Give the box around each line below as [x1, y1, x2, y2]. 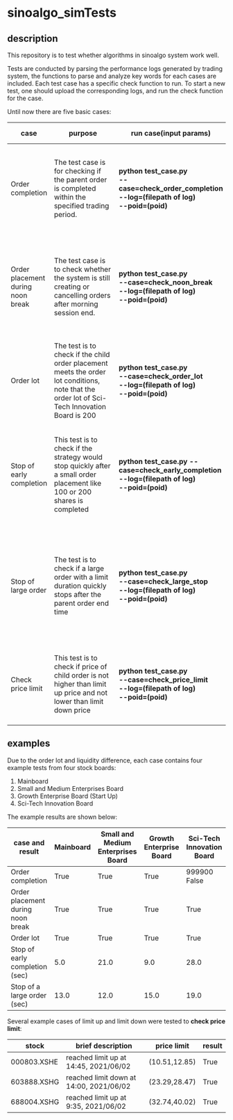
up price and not [53, 688, 107, 697]
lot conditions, [53, 376, 101, 385]
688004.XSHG [10, 1097, 60, 1107]
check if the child [53, 350, 110, 359]
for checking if [53, 166, 102, 175]
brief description [75, 1041, 133, 1050]
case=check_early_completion [119, 465, 222, 474]
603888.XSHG [10, 1077, 60, 1087]
